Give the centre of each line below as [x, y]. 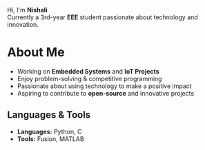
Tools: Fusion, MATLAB [50, 139]
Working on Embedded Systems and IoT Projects [88, 71]
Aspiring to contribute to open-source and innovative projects [106, 93]
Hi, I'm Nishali [27, 10]
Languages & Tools [49, 115]
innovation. [23, 24]
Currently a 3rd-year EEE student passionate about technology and [102, 17]
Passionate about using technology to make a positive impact [104, 86]
